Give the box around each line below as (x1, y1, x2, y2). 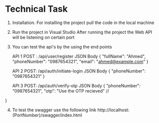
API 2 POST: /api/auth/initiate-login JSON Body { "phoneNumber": (12, 68, 146, 74)
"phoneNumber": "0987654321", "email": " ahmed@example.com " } (12, 58, 149, 64)
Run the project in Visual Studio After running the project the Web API (12, 29, 153, 35)
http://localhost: (97, 107, 130, 113)
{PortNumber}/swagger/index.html (12, 112, 82, 118)
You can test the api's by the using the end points (12, 44, 113, 49)
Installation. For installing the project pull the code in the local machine (12, 20, 155, 25)
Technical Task (5, 3, 68, 15)
